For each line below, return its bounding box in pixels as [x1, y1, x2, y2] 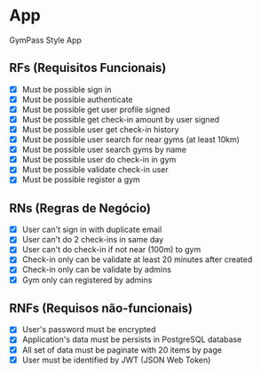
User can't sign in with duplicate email [21, 224, 162, 235]
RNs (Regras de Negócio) [9, 201, 151, 216]
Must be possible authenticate [21, 94, 133, 105]
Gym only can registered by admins [21, 275, 153, 285]
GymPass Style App [9, 35, 83, 45]
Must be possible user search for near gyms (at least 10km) [21, 134, 240, 145]
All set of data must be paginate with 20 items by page [21, 344, 222, 355]
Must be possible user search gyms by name [21, 144, 187, 155]
